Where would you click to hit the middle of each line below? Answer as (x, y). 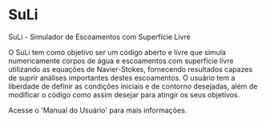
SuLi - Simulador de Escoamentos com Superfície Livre (99, 37)
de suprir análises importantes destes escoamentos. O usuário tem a (122, 77)
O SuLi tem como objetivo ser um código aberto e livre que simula (117, 52)
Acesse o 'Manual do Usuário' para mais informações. (98, 110)
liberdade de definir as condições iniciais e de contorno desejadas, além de (133, 86)
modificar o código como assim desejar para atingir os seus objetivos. (124, 94)
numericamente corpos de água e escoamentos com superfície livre (121, 61)
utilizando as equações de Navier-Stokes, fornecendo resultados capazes (131, 69)
